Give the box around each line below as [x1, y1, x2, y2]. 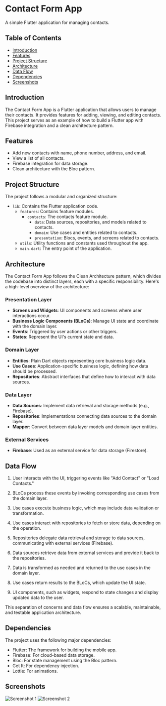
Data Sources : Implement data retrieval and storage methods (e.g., [12, 402, 150, 408]
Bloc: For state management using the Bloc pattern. [12, 657, 117, 663]
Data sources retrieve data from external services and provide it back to [12, 550, 160, 556]
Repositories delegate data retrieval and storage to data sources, [12, 535, 145, 541]
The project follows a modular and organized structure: [5, 194, 118, 200]
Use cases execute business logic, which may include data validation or [12, 505, 160, 511]
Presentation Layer [5, 296, 52, 303]
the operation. [12, 525, 41, 531]
